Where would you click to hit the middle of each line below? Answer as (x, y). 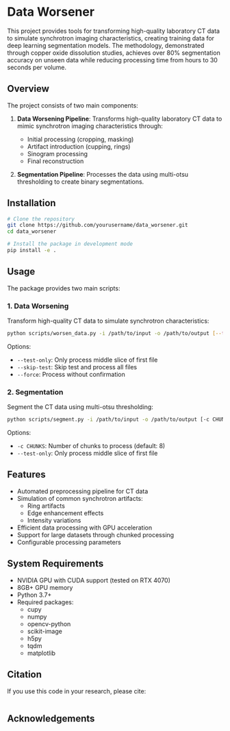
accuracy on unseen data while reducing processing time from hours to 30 (112, 60)
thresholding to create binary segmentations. (80, 182)
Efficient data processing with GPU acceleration (85, 528)
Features (26, 474)
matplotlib (41, 653)
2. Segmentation (35, 392)
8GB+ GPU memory (45, 587)
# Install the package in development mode (70, 244)
